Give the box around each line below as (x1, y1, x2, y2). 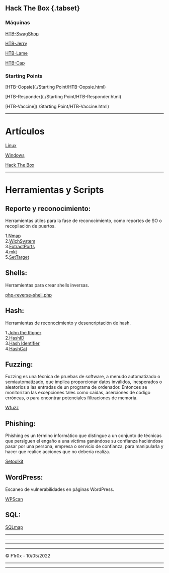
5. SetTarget (5, 254, 29, 260)
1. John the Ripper (5, 329, 42, 335)
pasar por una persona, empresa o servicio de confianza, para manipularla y (5, 443, 163, 450)
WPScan (5, 496, 23, 502)
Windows (5, 152, 25, 158)
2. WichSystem (5, 238, 36, 244)
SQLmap (5, 524, 24, 530)
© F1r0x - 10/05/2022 (5, 552, 50, 558)
